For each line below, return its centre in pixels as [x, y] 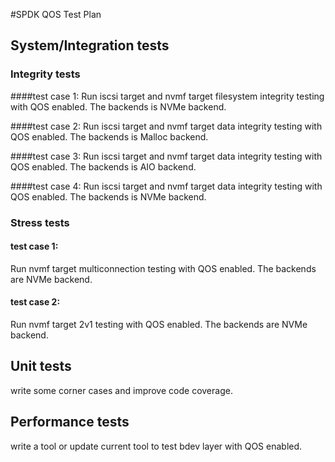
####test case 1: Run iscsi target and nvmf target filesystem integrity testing [167, 96]
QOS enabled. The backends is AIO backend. [103, 166]
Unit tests [41, 366]
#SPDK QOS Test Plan [56, 14]
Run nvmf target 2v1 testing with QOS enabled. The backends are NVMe [159, 325]
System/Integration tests [90, 45]
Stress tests [40, 222]
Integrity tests [45, 74]
